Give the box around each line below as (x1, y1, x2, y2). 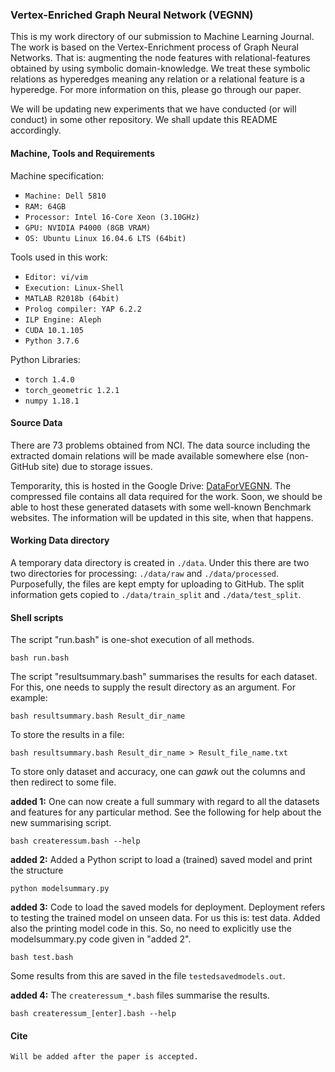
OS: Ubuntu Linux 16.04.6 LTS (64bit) (24, 233, 187, 243)
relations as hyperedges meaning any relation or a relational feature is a (10, 73, 305, 85)
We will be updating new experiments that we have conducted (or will (10, 103, 297, 115)
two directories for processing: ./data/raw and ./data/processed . (10, 567, 279, 579)
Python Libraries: (10, 353, 81, 365)
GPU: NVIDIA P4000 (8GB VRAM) (24, 223, 152, 233)
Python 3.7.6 (24, 336, 80, 346)
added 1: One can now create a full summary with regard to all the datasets (10, 796, 320, 808)
